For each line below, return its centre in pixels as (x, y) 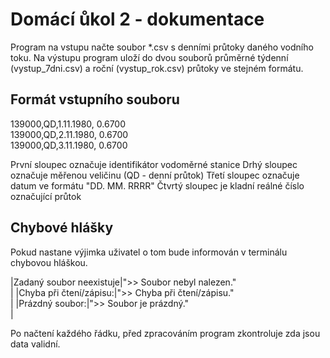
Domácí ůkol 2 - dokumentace (137, 19)
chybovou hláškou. (49, 262)
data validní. (35, 344)
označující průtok (46, 196)
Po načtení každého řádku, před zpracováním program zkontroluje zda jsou (165, 333)
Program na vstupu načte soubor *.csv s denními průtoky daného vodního (162, 47)
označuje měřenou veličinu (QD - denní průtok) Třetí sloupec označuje (155, 175)
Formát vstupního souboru (95, 99)
